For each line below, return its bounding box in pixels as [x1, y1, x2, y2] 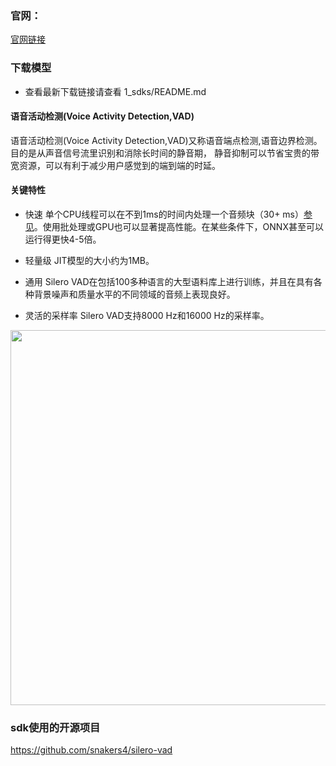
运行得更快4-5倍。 [24, 233, 102, 245]
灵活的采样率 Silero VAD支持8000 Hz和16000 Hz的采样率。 [24, 310, 270, 321]
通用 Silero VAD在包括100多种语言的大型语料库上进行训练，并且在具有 [24, 276, 314, 287]
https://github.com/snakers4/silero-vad [10, 744, 173, 756]
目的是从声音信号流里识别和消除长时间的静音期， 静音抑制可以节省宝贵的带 [10, 147, 320, 159]
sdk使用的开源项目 [10, 720, 101, 734]
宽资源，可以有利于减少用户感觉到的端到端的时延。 [10, 159, 221, 171]
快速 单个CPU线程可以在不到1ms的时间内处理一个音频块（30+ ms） [24, 208, 304, 220]
